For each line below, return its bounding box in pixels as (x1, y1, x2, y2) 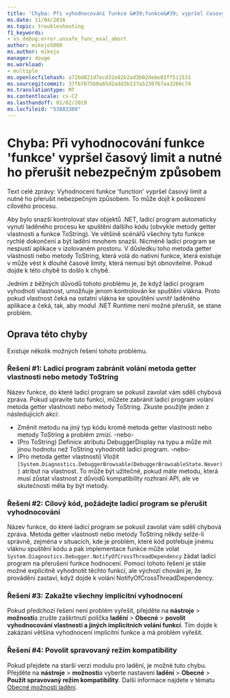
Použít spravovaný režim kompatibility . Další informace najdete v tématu (7, 675, 216, 684)
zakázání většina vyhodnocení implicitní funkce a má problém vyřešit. (7, 629, 203, 637)
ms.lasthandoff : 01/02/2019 (7, 100, 88, 106)
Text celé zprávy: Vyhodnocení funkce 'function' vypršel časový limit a (7, 187, 207, 196)
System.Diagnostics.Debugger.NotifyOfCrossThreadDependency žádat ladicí (7, 552, 216, 560)
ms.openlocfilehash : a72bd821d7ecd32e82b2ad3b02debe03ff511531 (7, 73, 192, 81)
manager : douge (7, 55, 51, 62)
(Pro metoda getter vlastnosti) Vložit (16, 452, 120, 461)
